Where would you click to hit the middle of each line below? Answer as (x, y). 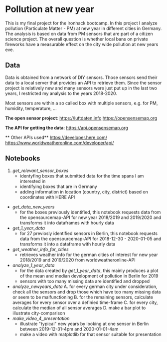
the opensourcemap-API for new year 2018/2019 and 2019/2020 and (90, 217)
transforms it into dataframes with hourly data (67, 222)
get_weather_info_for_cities (40, 249)
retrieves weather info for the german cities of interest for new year (89, 254)
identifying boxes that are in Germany (58, 186)
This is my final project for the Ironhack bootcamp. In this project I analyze (82, 23)
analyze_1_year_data (33, 265)
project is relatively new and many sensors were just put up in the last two (81, 88)
